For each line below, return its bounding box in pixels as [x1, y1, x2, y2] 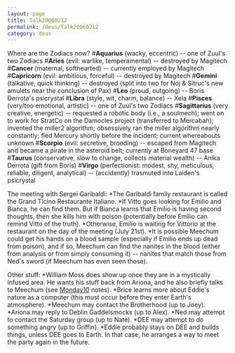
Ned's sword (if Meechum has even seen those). [7, 257, 148, 266]
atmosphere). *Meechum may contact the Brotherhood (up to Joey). [7, 300, 206, 309]
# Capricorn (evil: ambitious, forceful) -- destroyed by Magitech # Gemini [7, 72, 217, 80]
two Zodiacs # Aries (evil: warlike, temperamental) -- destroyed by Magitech [7, 57, 228, 65]
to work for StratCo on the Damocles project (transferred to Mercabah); [7, 117, 214, 125]
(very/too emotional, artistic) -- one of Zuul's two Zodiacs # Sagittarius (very [7, 101, 229, 110]
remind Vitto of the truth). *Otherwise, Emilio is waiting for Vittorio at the [7, 219, 216, 229]
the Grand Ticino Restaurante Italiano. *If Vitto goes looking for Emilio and [7, 198, 222, 206]
